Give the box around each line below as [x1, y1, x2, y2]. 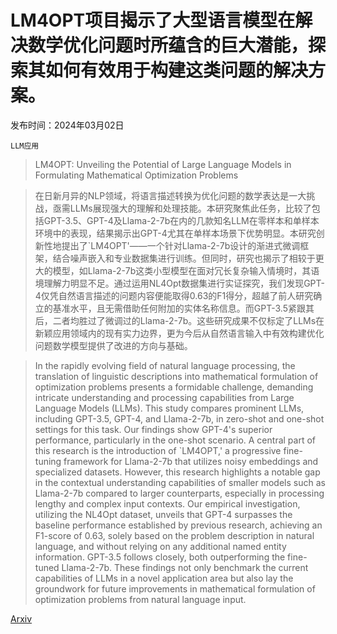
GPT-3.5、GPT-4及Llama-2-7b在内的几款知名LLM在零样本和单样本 [43, 214, 320, 226]
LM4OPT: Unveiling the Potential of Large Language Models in [34, 158, 292, 170]
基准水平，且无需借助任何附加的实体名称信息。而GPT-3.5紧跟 [52, 302, 306, 314]
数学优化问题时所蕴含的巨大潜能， [28, 34, 309, 57]
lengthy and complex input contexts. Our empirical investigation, [34, 497, 301, 510]
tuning [34, 455, 62, 467]
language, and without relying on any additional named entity [34, 540, 287, 552]
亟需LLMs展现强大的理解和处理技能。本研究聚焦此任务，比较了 [52, 202, 312, 214]
